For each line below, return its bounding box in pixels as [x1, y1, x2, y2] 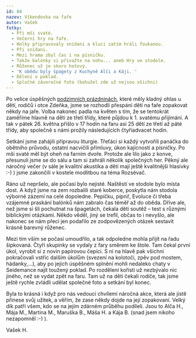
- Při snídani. [11, 47, 49, 53]
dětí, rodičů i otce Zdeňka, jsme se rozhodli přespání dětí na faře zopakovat [6, 102, 188, 108]
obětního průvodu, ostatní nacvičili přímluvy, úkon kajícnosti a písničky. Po [6, 144, 185, 151]
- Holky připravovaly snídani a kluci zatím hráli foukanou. [11, 42, 164, 47]
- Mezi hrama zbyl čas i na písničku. [11, 52, 106, 58]
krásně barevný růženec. [6, 224, 66, 231]
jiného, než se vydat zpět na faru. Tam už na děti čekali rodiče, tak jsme [6, 273, 179, 279]
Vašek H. [6, 326, 28, 333]
